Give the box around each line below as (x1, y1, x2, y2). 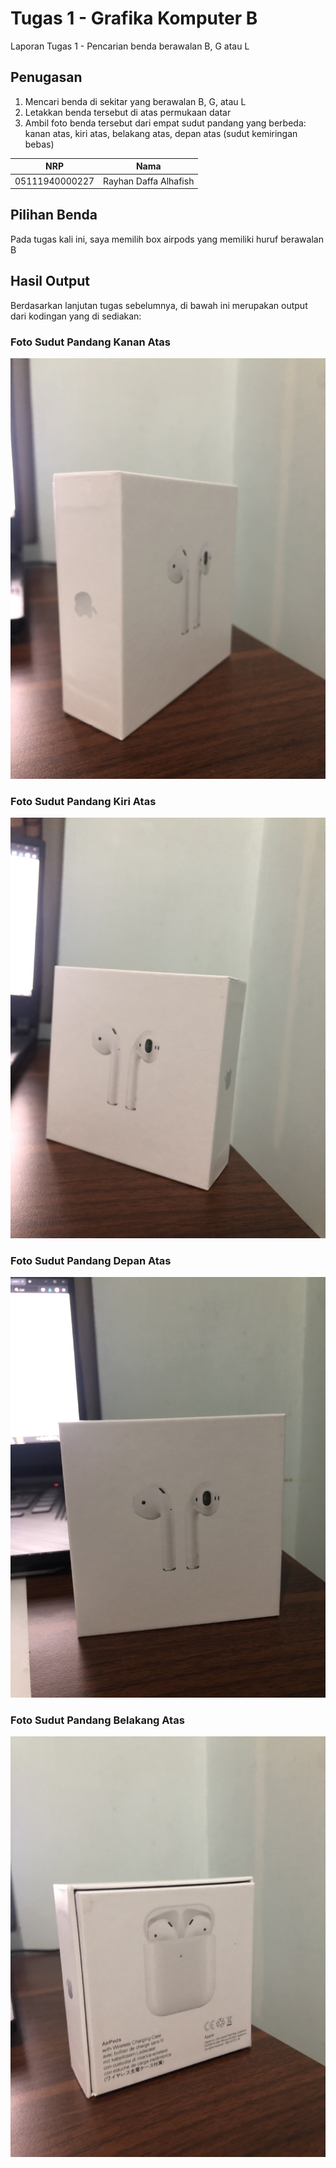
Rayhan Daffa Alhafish (103, 175, 195, 187)
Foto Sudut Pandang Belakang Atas (10, 1713, 185, 1727)
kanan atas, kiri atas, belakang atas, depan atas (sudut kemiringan (24, 127, 298, 139)
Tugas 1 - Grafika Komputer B (10, 7, 258, 30)
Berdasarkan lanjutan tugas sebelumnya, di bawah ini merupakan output (10, 299, 308, 311)
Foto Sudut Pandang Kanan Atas (10, 335, 171, 349)
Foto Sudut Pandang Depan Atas (10, 1253, 172, 1267)
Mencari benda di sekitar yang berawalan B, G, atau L (24, 95, 247, 107)
